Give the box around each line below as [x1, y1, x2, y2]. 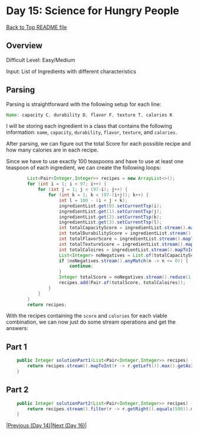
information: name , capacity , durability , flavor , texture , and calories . [6, 128, 177, 136]
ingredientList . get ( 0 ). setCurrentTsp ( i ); [58, 203, 162, 209]
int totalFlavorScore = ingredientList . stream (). [58, 236, 183, 242]
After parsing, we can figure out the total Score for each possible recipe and [6, 140, 191, 147]
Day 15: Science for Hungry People [6, 4, 180, 18]
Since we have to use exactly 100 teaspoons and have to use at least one [6, 158, 184, 165]
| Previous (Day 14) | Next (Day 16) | [6, 422, 87, 429]
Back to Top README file [6, 24, 67, 31]
